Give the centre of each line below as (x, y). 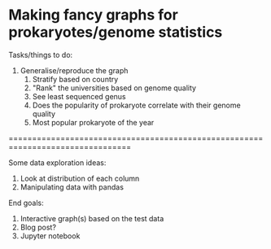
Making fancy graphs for (94, 15)
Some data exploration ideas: (57, 162)
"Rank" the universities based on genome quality (114, 88)
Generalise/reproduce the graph (74, 70)
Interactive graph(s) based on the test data (92, 218)
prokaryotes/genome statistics (116, 32)
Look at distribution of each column (80, 178)
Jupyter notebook (50, 236)
